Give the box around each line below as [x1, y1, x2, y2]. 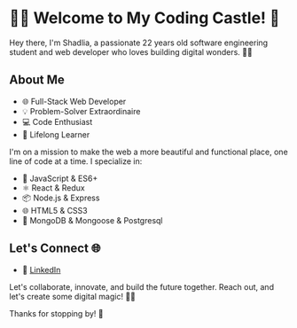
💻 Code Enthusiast [21, 116, 93, 127]
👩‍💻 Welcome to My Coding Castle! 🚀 [9, 8, 281, 28]
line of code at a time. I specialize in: [9, 155, 143, 167]
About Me [9, 73, 65, 88]
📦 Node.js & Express [21, 192, 100, 203]
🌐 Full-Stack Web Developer [21, 96, 127, 106]
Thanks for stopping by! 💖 [9, 308, 104, 318]
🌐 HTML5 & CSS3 [21, 205, 88, 215]
